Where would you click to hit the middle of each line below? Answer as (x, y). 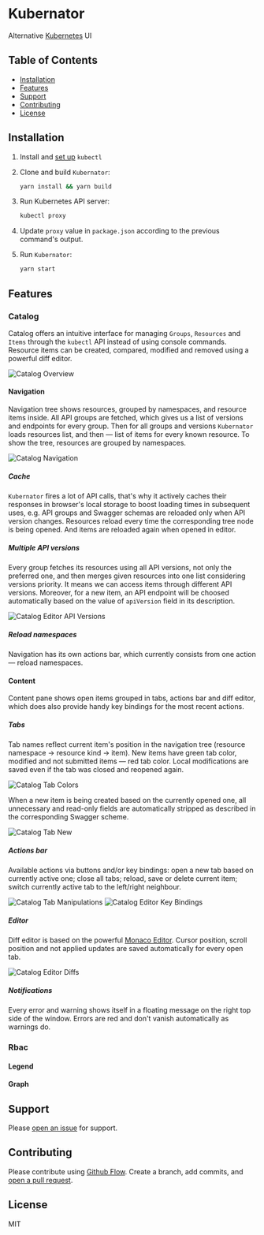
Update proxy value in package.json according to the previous (119, 231)
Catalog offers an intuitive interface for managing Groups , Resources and (125, 333)
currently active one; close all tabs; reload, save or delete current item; (123, 879)
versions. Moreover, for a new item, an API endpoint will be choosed (119, 593)
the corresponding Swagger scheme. (69, 817)
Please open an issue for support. (63, 1128)
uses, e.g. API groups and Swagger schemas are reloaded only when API (127, 513)
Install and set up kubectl (61, 157)
